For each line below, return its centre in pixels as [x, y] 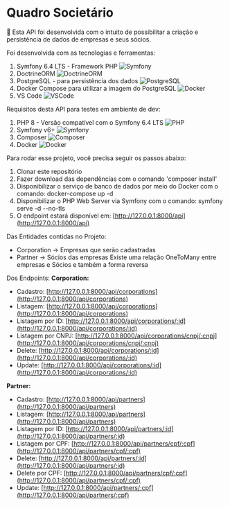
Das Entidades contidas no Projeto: [56, 236]
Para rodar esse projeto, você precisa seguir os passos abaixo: [96, 158]
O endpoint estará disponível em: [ [66, 216]
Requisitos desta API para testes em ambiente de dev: [83, 109]
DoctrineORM [36, 73]
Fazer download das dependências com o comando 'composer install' [117, 179]
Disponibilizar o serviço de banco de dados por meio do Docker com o [117, 186]
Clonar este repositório [49, 171]
